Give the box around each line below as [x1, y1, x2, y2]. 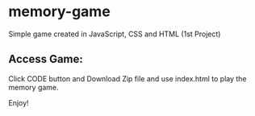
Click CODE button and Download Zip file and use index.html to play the [8, 73, 248, 83]
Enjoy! [8, 97, 30, 107]
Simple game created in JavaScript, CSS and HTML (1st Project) [8, 29, 221, 39]
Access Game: [8, 52, 83, 66]
